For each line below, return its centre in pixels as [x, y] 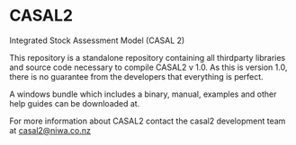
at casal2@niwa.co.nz [50, 130]
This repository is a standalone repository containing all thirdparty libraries [148, 57]
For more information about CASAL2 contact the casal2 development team [148, 121]
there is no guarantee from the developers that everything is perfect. [136, 76]
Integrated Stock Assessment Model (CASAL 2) [97, 40]
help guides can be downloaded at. [75, 103]
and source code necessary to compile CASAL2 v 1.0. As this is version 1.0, [148, 67]
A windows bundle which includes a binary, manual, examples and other [143, 94]
